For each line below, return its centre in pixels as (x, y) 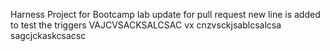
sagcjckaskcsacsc (48, 35)
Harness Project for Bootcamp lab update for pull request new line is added (165, 14)
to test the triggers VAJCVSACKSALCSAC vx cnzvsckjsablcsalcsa (146, 25)
